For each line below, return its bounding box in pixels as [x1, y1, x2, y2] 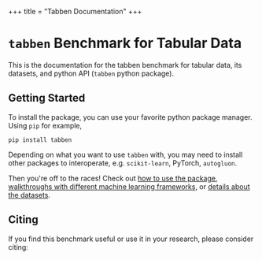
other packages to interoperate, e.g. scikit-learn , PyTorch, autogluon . [8, 158, 238, 168]
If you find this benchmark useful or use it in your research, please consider [8, 234, 254, 243]
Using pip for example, [8, 121, 83, 130]
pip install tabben [8, 136, 72, 144]
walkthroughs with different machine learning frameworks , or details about [8, 181, 250, 191]
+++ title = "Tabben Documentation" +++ [8, 7, 142, 16]
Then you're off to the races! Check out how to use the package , [8, 173, 218, 183]
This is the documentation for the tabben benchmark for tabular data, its [8, 60, 242, 69]
